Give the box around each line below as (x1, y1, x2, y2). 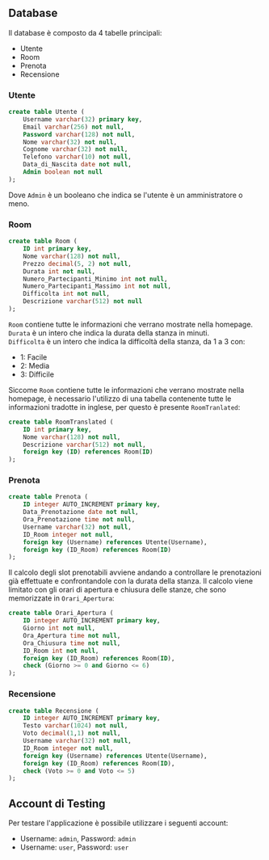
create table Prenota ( (8, 493, 89, 501)
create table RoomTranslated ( (8, 418, 114, 426)
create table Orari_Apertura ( (8, 609, 114, 618)
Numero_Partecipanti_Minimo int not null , (23, 275, 168, 283)
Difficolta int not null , (23, 290, 111, 298)
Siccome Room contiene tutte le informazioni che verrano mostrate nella (8, 385, 245, 394)
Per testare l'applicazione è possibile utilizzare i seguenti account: (8, 818, 229, 828)
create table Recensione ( (8, 706, 99, 715)
